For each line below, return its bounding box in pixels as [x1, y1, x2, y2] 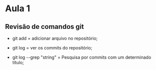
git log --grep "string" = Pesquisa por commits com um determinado [12, 54, 152, 60]
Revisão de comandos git [5, 23, 84, 31]
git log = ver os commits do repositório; [12, 45, 93, 50]
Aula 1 [5, 3, 31, 14]
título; [12, 60, 24, 65]
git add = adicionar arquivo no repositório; [12, 35, 98, 41]
